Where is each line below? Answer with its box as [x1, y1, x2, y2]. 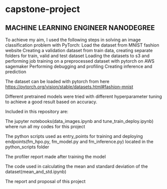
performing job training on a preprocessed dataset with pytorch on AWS [5, 58, 155, 64]
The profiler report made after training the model [5, 154, 106, 159]
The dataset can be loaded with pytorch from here [5, 79, 110, 84]
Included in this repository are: [5, 109, 69, 114]
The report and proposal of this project [5, 178, 86, 184]
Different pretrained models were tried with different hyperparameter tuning [5, 94, 162, 99]
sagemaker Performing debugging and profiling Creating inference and [5, 64, 152, 69]
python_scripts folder [5, 144, 49, 150]
